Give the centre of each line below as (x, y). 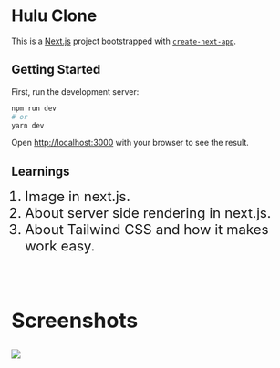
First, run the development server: (75, 91)
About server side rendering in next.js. (148, 213)
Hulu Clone (54, 16)
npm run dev (34, 108)
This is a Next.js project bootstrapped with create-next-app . (124, 41)
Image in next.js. (78, 197)
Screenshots (75, 320)
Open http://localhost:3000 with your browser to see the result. (130, 143)
